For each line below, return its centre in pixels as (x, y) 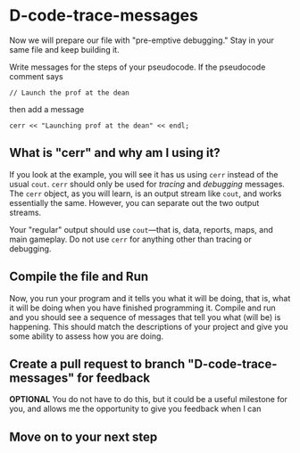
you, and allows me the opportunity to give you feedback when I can (135, 409)
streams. (25, 212)
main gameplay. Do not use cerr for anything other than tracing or (130, 239)
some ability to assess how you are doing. (86, 336)
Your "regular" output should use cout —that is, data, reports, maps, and (142, 229)
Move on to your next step (83, 437)
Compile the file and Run (79, 277)
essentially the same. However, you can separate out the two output (134, 202)
